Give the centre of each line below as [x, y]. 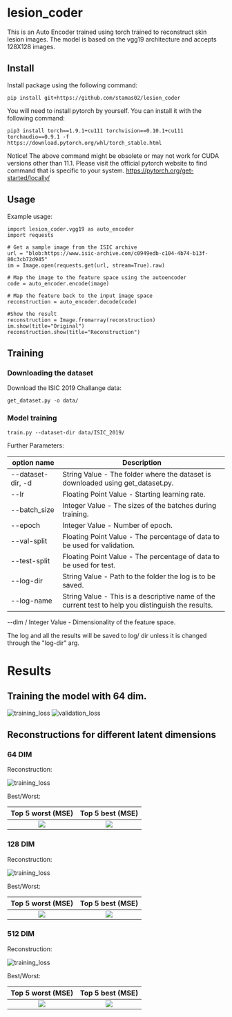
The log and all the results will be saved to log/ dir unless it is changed [107, 635]
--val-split [29, 540]
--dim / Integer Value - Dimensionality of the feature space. [91, 622]
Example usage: [30, 216]
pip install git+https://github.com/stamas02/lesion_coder [94, 98]
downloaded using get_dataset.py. [118, 483]
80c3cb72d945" [28, 259]
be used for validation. [98, 545]
